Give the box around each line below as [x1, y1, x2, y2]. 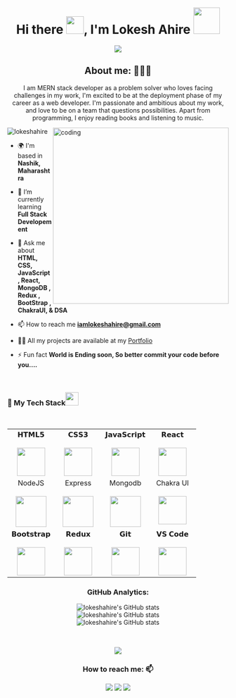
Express [65, 478, 92, 488]
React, [20, 275, 41, 285]
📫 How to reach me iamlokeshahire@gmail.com [17, 320, 162, 328]
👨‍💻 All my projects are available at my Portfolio [17, 336, 153, 344]
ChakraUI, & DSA [17, 306, 68, 314]
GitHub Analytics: [86, 587, 150, 597]
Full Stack [17, 210, 48, 218]
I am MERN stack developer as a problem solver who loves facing [23, 83, 213, 92]
